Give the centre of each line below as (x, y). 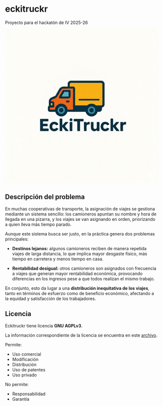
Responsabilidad (29, 394)
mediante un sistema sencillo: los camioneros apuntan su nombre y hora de (81, 214)
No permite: (17, 384)
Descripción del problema (45, 197)
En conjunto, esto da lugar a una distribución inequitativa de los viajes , (77, 288)
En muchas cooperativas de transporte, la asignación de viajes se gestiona (80, 209)
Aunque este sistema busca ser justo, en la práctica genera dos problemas (80, 234)
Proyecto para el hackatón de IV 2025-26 (46, 22)
